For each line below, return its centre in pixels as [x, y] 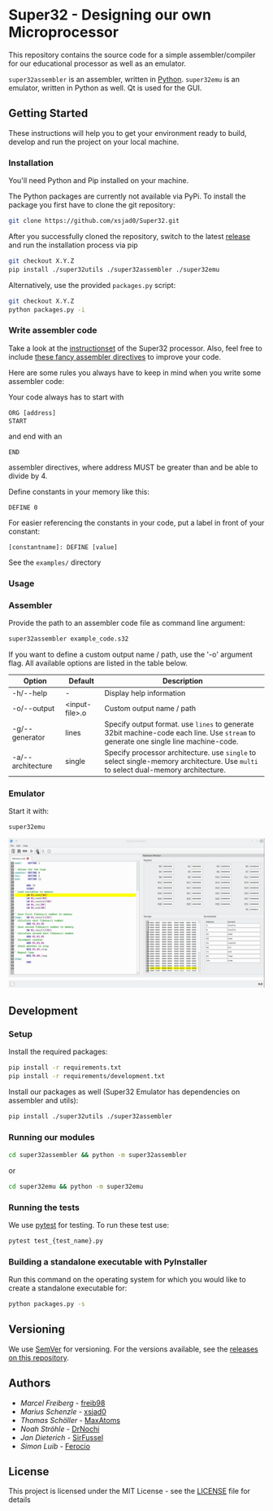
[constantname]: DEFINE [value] [63, 547]
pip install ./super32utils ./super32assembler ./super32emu [114, 269]
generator [28, 737]
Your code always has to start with [66, 397]
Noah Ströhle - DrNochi [60, 1429]
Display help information [145, 692]
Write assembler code [53, 330]
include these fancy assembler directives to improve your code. [115, 356]
